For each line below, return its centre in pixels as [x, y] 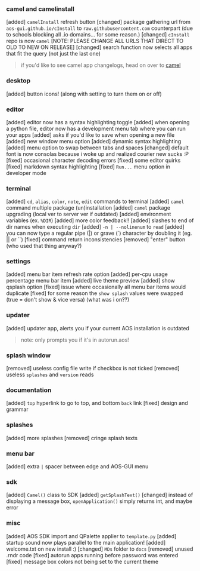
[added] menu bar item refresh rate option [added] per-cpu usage [87, 274]
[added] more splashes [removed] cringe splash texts [72, 438]
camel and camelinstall [40, 9]
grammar [17, 409]
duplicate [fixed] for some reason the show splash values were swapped [95, 293]
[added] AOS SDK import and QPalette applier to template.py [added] [91, 536]
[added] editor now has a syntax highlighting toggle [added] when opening [98, 122]
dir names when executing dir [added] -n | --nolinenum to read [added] [95, 227]
